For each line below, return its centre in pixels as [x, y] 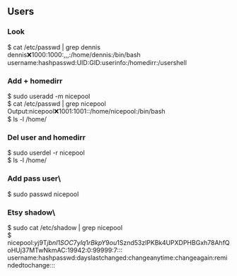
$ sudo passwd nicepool [43, 194]
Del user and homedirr [47, 137]
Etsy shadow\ [31, 212]
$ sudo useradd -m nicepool [49, 96]
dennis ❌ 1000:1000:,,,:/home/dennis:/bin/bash [74, 54]
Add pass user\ [34, 179]
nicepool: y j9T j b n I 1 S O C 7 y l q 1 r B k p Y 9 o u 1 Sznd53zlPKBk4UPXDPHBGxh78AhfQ [118, 242]
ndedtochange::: [31, 265]
